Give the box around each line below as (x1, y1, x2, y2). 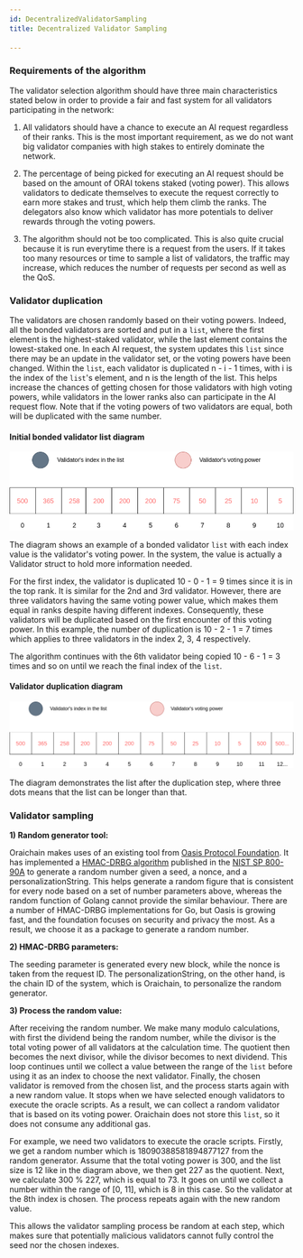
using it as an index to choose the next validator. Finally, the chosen (9, 1070, 261, 1081)
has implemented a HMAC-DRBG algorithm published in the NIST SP (9, 856, 263, 867)
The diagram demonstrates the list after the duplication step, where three (9, 777, 281, 788)
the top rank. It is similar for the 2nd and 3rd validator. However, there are (9, 585, 282, 596)
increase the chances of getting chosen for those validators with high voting (9, 382, 293, 393)
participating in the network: (9, 104, 115, 115)
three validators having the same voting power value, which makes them (9, 595, 279, 606)
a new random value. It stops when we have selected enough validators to (9, 1089, 286, 1100)
